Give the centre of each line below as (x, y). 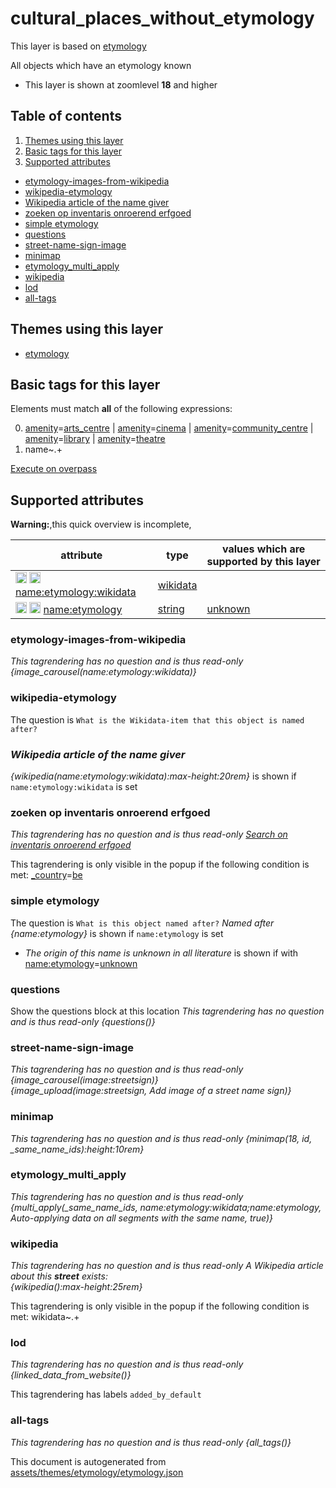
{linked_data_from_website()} (71, 1375)
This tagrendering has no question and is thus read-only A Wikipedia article (167, 1266)
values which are (264, 549)
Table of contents (66, 116)
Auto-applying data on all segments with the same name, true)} (142, 1218)
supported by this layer (263, 562)
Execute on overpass (54, 469)
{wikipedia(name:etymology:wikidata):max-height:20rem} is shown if (153, 776)
